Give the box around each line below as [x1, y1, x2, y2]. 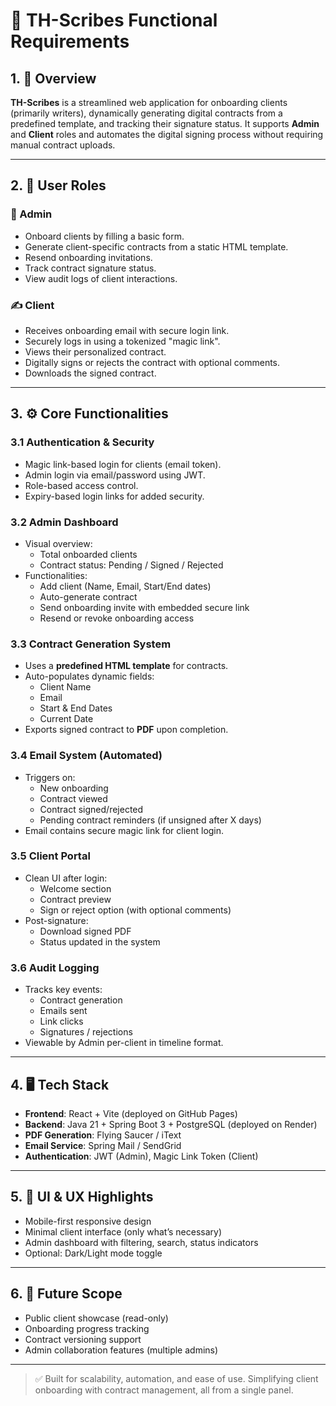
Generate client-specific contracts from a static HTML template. [24, 240, 289, 253]
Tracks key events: [24, 984, 103, 996]
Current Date [39, 713, 94, 725]
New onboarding [39, 782, 109, 794]
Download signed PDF [39, 925, 132, 937]
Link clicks [39, 1015, 84, 1028]
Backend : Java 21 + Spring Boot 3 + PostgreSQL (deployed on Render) [24, 1118, 318, 1130]
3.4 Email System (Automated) [10, 749, 163, 763]
